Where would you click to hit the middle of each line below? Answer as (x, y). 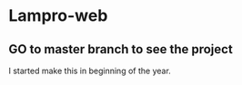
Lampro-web (58, 16)
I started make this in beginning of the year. (90, 71)
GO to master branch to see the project (121, 49)
